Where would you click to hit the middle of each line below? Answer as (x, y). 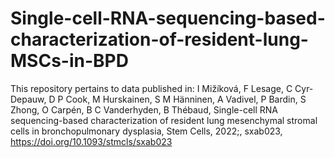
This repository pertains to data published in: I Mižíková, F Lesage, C (151, 88)
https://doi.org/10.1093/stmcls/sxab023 (91, 141)
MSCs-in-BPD (69, 61)
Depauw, (28, 99)
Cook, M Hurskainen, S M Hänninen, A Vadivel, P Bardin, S (186, 99)
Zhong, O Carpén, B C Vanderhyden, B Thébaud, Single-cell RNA (144, 109)
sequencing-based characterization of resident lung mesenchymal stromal (164, 120)
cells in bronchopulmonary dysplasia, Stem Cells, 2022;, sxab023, (146, 131)
